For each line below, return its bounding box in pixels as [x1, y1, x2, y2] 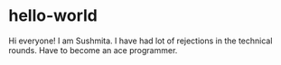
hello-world [8, 5, 98, 26]
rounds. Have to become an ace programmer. [8, 44, 178, 55]
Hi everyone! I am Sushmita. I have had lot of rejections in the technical [8, 35, 273, 46]
